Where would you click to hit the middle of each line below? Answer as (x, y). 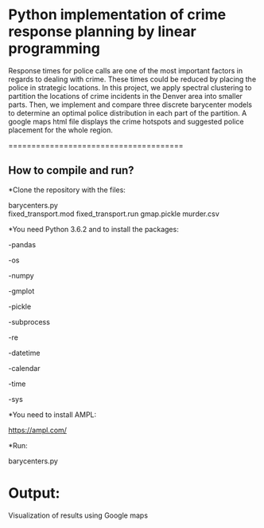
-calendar (24, 368)
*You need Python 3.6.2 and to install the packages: (93, 229)
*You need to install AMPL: (52, 414)
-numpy (21, 275)
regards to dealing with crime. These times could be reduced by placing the (132, 79)
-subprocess (29, 321)
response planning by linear (102, 32)
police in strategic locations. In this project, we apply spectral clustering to (130, 87)
